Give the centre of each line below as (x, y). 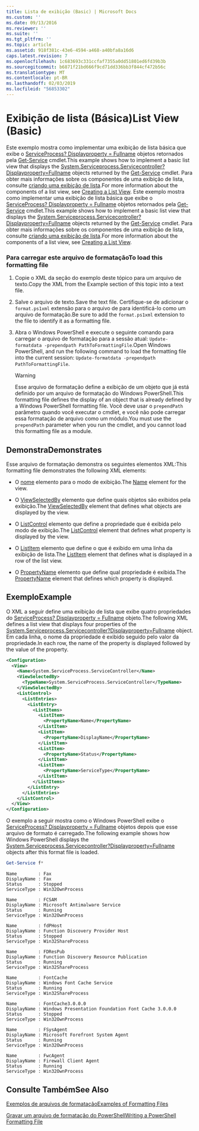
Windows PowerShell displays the (48, 840)
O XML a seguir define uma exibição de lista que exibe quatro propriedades (99, 611)
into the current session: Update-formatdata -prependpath (85, 358)
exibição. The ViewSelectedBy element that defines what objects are (98, 506)
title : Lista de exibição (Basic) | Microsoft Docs (71, 12)
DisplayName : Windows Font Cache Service (59, 983)
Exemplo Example (39, 597)
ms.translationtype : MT (36, 72)
